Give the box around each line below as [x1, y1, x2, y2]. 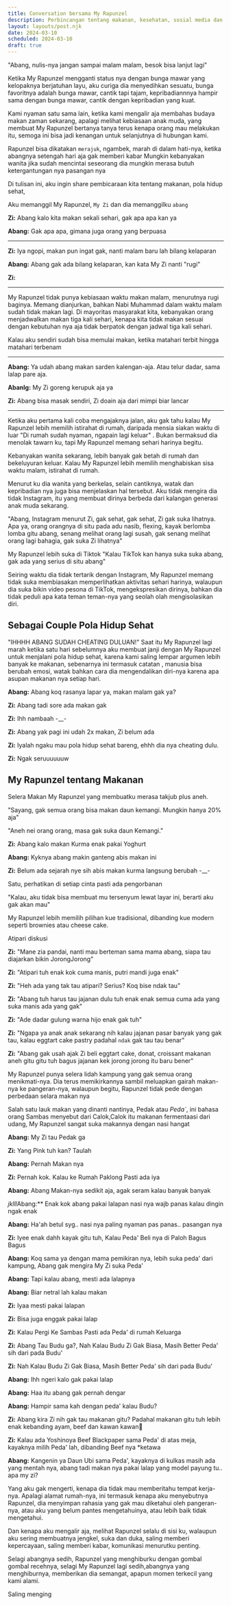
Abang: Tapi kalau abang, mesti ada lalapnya [8, 1275, 136, 1283]
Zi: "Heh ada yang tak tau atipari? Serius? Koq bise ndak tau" [8, 981, 181, 989]
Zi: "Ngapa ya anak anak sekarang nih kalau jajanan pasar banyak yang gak [8, 1029, 222, 1037]
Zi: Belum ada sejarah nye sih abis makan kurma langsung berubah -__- [8, 866, 210, 875]
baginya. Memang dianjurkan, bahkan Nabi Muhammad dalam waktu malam [8, 300, 222, 308]
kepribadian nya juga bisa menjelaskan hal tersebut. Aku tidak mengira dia [8, 487, 218, 495]
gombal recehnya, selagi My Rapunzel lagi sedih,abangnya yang [8, 1562, 190, 1570]
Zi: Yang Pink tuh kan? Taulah [8, 1146, 92, 1154]
